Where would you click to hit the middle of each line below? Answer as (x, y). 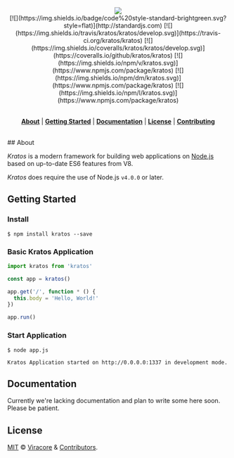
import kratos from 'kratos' (50, 266)
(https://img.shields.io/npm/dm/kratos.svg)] (118, 78)
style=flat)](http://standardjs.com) (113, 25)
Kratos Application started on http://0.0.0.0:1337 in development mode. (118, 362)
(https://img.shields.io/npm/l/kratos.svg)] (118, 93)
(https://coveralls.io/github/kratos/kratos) (113, 55)
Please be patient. (33, 408)
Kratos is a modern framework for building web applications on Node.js (111, 156)
